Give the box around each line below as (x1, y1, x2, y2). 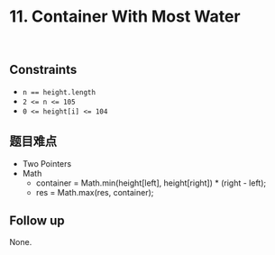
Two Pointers (22, 158, 72, 168)
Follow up (9, 213, 65, 228)
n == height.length (22, 87, 96, 96)
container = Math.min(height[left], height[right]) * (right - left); (35, 178, 267, 188)
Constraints (9, 62, 78, 77)
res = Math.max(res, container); (35, 187, 154, 197)
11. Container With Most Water (9, 6, 241, 27)
